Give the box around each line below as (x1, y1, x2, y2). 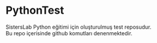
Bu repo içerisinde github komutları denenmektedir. (5, 29, 133, 36)
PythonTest (5, 4, 64, 17)
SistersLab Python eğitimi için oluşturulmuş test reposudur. (5, 23, 152, 30)
